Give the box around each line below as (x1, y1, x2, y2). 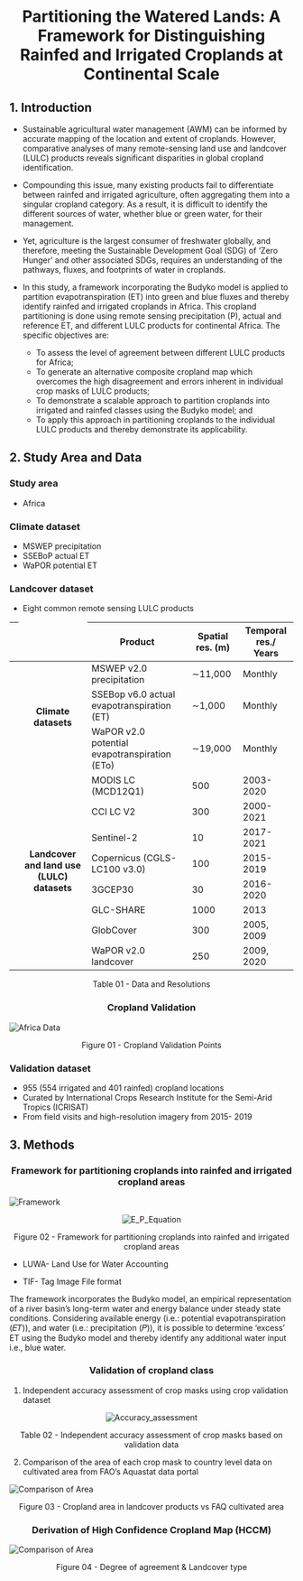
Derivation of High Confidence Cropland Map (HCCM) (31, 1523, 272, 1536)
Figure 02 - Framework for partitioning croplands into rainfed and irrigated (13, 1231, 290, 1242)
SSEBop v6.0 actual (91, 688, 176, 701)
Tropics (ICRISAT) (22, 1102, 89, 1112)
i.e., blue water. (9, 1342, 67, 1353)
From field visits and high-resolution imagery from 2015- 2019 (22, 1111, 252, 1121)
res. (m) (195, 641, 230, 654)
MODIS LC (91, 774, 135, 786)
